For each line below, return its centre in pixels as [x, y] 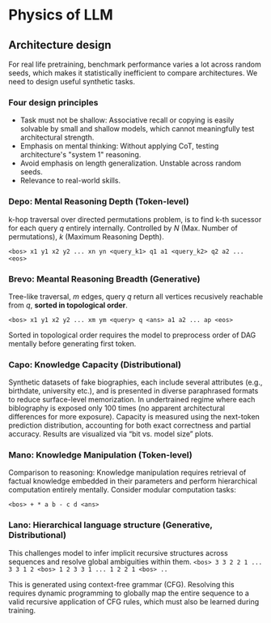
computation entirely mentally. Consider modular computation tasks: [122, 490]
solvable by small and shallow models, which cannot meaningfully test [137, 129]
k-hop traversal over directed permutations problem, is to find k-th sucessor [135, 219]
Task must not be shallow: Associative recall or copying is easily [127, 120]
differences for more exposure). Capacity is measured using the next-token [134, 417]
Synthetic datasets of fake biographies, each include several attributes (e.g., [135, 382]
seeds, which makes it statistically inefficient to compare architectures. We [133, 73]
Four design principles [53, 102]
